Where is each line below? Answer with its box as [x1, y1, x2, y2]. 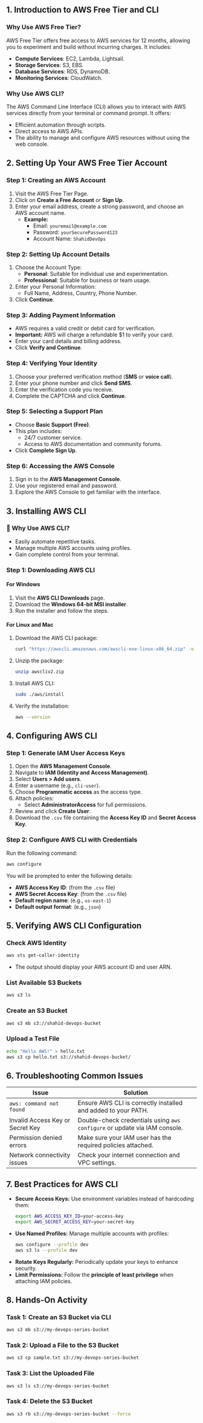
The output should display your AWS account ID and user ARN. [14, 963, 172, 970]
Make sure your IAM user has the [77, 1134, 172, 1142]
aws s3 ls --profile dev [14, 1247, 78, 1253]
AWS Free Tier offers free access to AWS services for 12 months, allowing [6, 36, 190, 44]
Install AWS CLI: [14, 679, 55, 687]
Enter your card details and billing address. [14, 338, 122, 345]
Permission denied [9, 1134, 62, 1142]
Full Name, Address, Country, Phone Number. [24, 289, 138, 296]
